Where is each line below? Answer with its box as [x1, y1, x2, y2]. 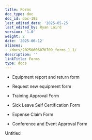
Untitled [5, 130, 21, 136]
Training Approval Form [12, 93, 59, 99]
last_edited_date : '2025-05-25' [5, 20, 70, 26]
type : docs [5, 61, 27, 66]
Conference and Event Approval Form [12, 121, 88, 127]
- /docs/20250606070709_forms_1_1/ [5, 47, 77, 52]
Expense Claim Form [12, 112, 54, 117]
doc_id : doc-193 [5, 16, 38, 21]
